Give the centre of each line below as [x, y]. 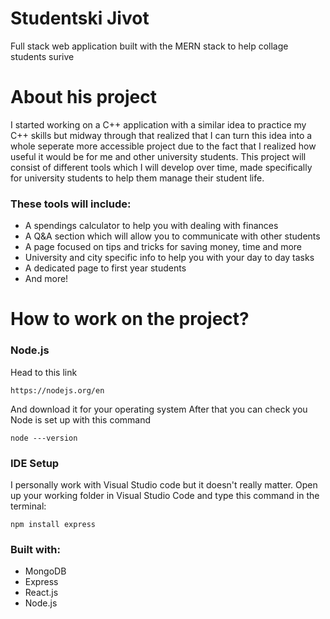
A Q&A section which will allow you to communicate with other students [172, 236]
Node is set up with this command [81, 419]
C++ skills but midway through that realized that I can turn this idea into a [161, 135]
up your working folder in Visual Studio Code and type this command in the [165, 495]
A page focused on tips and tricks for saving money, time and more [163, 247]
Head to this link [44, 372]
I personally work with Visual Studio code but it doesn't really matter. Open [164, 484]
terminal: [28, 506]
